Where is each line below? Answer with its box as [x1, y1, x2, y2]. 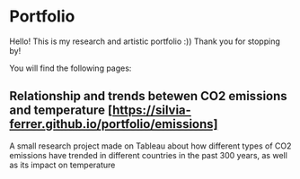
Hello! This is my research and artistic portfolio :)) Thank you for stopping [9, 36, 281, 47]
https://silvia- [111, 103, 191, 118]
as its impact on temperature [9, 159, 116, 170]
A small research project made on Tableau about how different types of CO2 [9, 141, 292, 151]
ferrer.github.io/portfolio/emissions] [9, 116, 218, 132]
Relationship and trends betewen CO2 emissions [9, 89, 287, 104]
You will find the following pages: [9, 63, 132, 73]
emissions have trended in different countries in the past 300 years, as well [9, 149, 287, 160]
